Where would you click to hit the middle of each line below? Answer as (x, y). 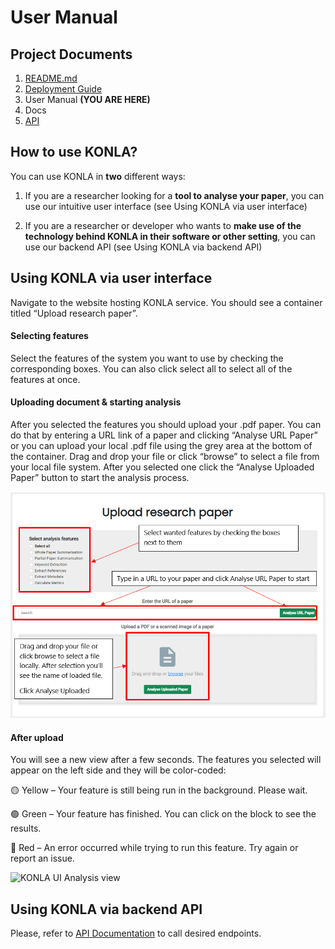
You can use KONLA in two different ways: (98, 176)
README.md (51, 78)
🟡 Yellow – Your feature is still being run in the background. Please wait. (159, 790)
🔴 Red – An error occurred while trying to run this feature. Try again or (154, 848)
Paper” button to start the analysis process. (100, 478)
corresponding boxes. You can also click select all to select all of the (151, 368)
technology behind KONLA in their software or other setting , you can (170, 236)
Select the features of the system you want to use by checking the (147, 358)
